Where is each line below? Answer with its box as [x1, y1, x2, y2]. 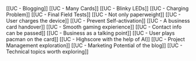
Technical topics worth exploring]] [6, 48, 89, 55]
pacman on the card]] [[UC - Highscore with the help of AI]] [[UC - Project [6, 36, 185, 42]
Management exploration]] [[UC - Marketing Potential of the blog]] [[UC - [6, 42, 183, 49]
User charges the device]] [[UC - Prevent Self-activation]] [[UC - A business [6, 17, 190, 24]
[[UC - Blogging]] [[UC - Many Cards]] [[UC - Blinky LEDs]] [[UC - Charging [6, 5, 189, 12]
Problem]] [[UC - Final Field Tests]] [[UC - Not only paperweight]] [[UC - [6, 11, 181, 18]
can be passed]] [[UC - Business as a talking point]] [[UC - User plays [6, 30, 175, 37]
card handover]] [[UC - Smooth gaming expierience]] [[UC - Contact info [6, 23, 182, 30]
